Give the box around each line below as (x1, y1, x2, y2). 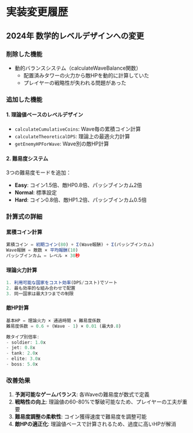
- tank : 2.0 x (6, 350, 38, 356)
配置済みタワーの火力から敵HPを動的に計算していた (23, 71, 149, 79)
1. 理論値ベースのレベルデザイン (6, 111, 84, 118)
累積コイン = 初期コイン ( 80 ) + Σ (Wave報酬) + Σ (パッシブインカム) (6, 242, 155, 248)
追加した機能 (6, 95, 43, 103)
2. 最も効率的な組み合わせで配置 (6, 285, 75, 291)
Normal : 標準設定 (14, 189, 57, 196)
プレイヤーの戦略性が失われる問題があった (23, 79, 127, 86)
